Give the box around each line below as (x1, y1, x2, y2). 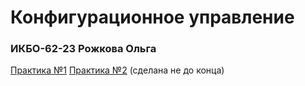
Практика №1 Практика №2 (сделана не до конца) (10, 64, 225, 76)
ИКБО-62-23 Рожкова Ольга (10, 42, 157, 56)
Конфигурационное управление (10, 6, 295, 29)
